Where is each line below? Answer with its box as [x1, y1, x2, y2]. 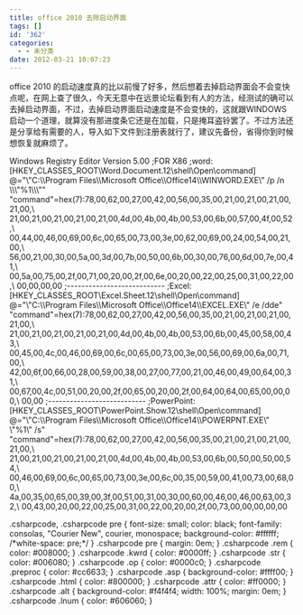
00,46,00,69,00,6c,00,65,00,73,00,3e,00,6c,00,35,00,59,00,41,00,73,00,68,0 [9, 472, 294, 483]
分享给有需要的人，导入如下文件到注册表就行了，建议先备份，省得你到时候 [16, 126, 294, 136]
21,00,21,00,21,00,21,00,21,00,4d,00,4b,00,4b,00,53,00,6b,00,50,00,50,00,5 [9, 453, 291, 463]
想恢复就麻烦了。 [9, 137, 73, 148]
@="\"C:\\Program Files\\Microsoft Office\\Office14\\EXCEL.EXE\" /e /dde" [9, 300, 283, 310]
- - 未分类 [17, 47, 54, 56]
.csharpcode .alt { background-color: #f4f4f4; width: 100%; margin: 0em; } [9, 586, 287, 596]
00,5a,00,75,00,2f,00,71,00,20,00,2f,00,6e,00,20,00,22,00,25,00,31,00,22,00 [9, 271, 294, 281]
